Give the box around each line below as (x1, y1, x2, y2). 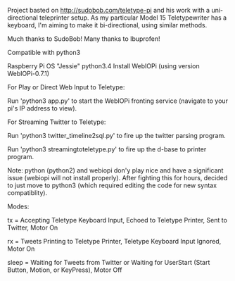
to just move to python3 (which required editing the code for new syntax (7, 181, 217, 189)
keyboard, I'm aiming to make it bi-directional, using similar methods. (7, 21, 208, 29)
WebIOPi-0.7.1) (7, 70, 50, 77)
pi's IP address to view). (7, 104, 77, 112)
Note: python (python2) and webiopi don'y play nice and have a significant (7, 166, 224, 175)
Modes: (7, 202, 30, 211)
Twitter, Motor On (7, 223, 58, 232)
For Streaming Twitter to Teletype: (7, 118, 106, 126)
